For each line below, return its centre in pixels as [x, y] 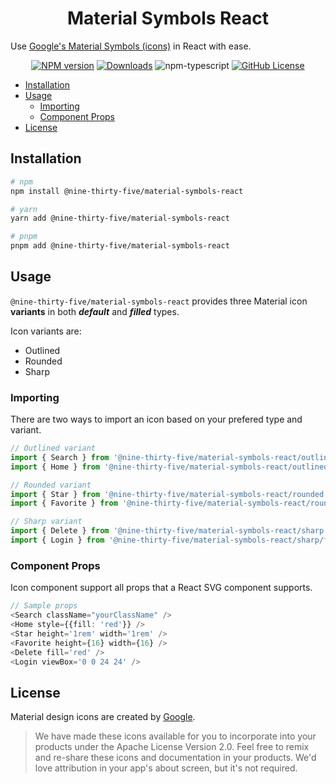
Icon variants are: [46, 331]
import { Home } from [55, 467]
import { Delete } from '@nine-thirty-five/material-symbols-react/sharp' [169, 531]
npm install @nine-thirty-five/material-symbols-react [127, 191]
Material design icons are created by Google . [103, 717]
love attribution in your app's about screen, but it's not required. [166, 768]
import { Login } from [57, 540]
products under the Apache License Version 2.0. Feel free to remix [172, 747]
